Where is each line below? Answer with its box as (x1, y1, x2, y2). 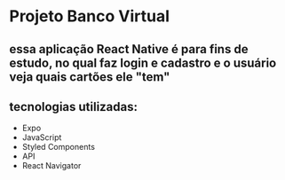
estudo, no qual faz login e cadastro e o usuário (9, 55, 277, 70)
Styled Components (21, 142, 96, 153)
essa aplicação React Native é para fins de (9, 42, 249, 57)
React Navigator (21, 160, 82, 171)
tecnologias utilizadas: (9, 99, 139, 114)
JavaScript (21, 132, 62, 143)
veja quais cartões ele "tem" (9, 69, 170, 84)
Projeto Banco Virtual (9, 6, 170, 27)
